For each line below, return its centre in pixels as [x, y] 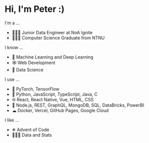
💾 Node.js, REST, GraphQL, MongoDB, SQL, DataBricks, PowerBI [78, 105]
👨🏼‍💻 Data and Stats [32, 135]
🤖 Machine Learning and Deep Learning [53, 57]
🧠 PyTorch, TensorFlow [36, 89]
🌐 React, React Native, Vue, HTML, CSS [53, 99]
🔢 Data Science [28, 70]
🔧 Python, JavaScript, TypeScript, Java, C [55, 94]
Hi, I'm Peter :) [35, 9]
